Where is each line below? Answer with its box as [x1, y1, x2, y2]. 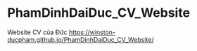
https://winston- [68, 28, 116, 36]
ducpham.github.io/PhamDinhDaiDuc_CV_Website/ [7, 35, 154, 43]
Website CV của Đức [7, 28, 68, 36]
